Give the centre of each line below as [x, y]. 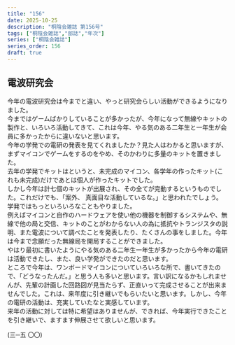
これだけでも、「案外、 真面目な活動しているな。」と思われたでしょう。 [121, 197]
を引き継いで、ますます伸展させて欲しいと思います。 [83, 320]
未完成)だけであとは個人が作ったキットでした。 [88, 180]
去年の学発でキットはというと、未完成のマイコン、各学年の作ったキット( [112, 171]
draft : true [24, 53]
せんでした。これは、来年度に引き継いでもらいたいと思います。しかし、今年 [117, 293]
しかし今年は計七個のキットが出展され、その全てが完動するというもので [112, 188]
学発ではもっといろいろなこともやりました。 [72, 206]
